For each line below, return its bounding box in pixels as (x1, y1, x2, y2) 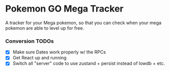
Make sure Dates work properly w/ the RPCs (12, 49, 106, 55)
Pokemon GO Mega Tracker (5, 3, 124, 15)
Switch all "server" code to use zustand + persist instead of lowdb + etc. (12, 60, 165, 66)
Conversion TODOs (5, 37, 54, 44)
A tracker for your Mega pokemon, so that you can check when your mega (5, 20, 162, 26)
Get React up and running (12, 55, 67, 61)
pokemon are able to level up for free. (5, 25, 84, 31)
